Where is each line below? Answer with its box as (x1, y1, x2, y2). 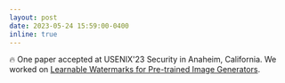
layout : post (9, 12, 58, 22)
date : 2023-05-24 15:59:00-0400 (9, 21, 129, 30)
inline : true (9, 29, 58, 38)
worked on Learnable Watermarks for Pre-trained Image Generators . (9, 64, 261, 75)
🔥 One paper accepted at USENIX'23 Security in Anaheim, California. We (9, 54, 277, 65)
